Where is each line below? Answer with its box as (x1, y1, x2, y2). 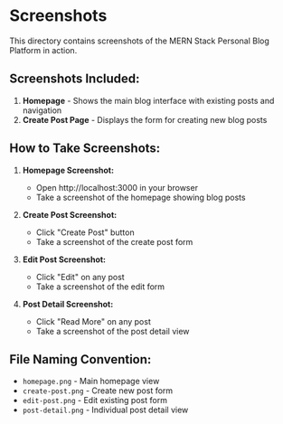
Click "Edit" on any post (35, 271, 125, 282)
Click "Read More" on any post (35, 316, 151, 326)
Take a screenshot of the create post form (35, 236, 193, 247)
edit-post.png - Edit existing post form (22, 395, 167, 406)
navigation (22, 105, 62, 116)
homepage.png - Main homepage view (22, 376, 160, 387)
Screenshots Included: (9, 71, 140, 87)
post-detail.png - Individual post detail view (22, 404, 189, 416)
